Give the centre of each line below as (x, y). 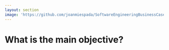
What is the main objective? (64, 40)
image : (12, 15)
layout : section (22, 10)
